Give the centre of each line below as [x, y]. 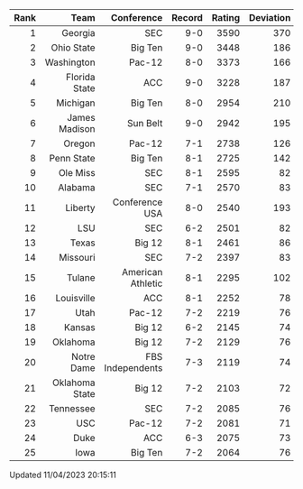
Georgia [79, 33]
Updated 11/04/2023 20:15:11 [63, 475]
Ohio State [73, 47]
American [142, 272]
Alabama [77, 187]
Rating [226, 18]
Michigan [76, 103]
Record [187, 18]
